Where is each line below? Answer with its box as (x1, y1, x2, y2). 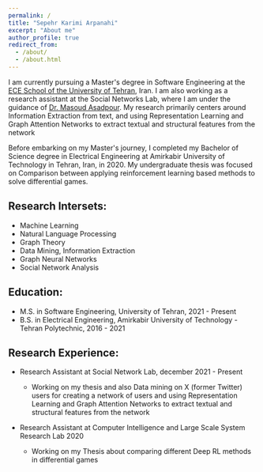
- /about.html (15, 56, 62, 64)
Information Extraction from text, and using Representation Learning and (8, 111, 244, 120)
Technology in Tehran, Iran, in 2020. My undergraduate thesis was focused (8, 160, 253, 169)
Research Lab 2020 (19, 432, 85, 441)
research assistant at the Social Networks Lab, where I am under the (8, 94, 231, 104)
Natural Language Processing (19, 228, 117, 238)
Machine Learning (19, 221, 79, 230)
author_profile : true (8, 33, 80, 42)
